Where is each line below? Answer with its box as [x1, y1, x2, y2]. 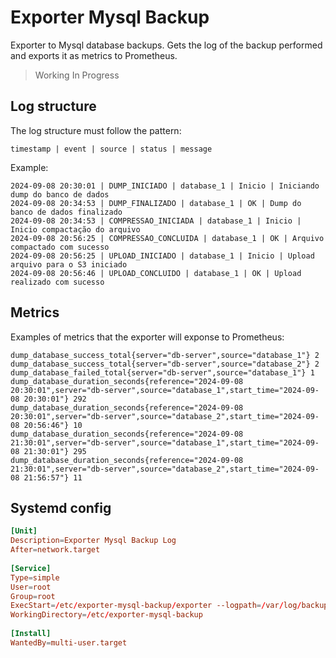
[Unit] [10, 526, 38, 536]
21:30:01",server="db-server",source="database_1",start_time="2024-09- [10, 437, 320, 448]
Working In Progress [34, 69, 120, 81]
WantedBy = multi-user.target [10, 637, 128, 648]
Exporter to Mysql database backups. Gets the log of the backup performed [10, 39, 323, 51]
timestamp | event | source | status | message [10, 144, 213, 154]
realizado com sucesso [10, 277, 105, 287]
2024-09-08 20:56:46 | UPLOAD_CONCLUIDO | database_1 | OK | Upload [10, 268, 302, 278]
